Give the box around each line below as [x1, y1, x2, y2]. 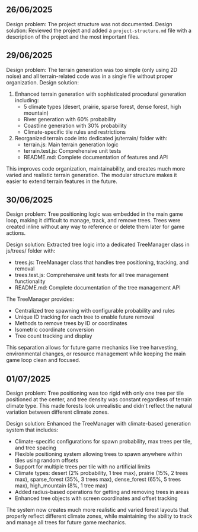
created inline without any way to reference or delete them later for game [6, 223, 185, 231]
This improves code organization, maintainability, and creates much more [6, 165, 186, 172]
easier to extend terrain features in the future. [6, 178, 117, 185]
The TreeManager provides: [6, 295, 74, 303]
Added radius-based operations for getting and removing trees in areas [14, 489, 190, 496]
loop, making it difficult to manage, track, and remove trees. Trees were [6, 217, 181, 224]
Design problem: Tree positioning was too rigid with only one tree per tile [6, 389, 184, 397]
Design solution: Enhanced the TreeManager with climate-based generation [6, 420, 191, 427]
